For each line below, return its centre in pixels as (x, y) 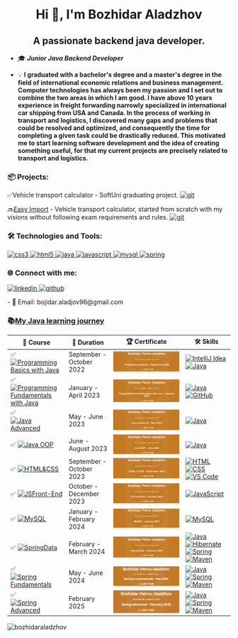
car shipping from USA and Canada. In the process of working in (114, 113)
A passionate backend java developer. (119, 41)
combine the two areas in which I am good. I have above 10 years (115, 98)
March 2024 (87, 551)
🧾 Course (36, 342)
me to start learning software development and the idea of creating (118, 143)
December (84, 494)
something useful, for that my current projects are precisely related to (123, 151)
